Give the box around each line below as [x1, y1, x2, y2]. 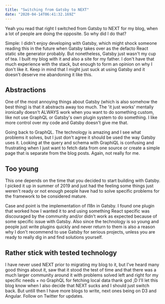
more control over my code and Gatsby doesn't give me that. [5, 120, 129, 126]
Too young [5, 165, 38, 173]
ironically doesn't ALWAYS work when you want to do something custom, [5, 109, 154, 115]
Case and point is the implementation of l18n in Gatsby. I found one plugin [5, 203, 155, 209]
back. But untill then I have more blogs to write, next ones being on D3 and [5, 288, 157, 294]
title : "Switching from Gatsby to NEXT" [5, 7, 90, 12]
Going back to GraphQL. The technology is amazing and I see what [5, 129, 141, 135]
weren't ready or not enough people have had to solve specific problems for [5, 188, 160, 194]
